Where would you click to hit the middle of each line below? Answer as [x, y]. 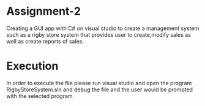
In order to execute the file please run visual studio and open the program [99, 83]
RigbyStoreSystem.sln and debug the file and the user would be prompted [100, 89]
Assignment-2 [44, 11]
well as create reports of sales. [45, 41]
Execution [32, 66]
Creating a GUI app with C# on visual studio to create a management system [103, 28]
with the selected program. [40, 96]
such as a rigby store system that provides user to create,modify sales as [99, 34]
